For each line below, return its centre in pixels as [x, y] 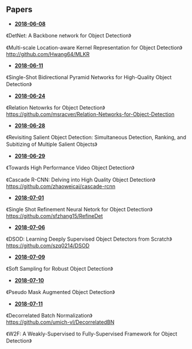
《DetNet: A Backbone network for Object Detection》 [69, 35]
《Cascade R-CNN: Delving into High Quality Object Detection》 [81, 179]
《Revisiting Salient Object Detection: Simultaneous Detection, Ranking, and [96, 137]
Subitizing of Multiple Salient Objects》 [52, 144]
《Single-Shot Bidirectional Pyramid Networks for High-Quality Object [89, 77]
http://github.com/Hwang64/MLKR [48, 54]
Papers [19, 10]
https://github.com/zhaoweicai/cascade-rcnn [61, 186]
